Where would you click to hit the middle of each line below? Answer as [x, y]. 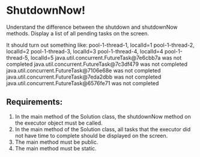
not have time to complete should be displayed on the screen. [91, 135]
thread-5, [18, 58]
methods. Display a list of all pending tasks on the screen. [77, 33]
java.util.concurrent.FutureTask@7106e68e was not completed [83, 70]
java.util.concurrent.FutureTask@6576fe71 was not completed [83, 83]
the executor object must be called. [59, 123]
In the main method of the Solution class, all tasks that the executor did [103, 129]
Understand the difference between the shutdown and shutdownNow [92, 27]
